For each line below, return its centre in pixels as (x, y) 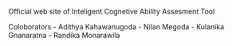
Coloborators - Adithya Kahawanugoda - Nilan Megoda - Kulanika (116, 27)
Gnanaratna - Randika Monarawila (64, 35)
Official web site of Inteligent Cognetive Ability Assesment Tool (112, 11)
